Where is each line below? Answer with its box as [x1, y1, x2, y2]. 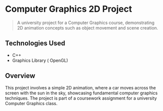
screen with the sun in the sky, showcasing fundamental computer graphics [5, 90, 158, 96]
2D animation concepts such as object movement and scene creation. [17, 25, 158, 30]
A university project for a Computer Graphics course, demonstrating [17, 20, 155, 26]
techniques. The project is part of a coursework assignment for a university [5, 95, 157, 101]
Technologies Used [5, 39, 65, 48]
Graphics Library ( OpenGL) [12, 57, 69, 63]
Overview [5, 72, 36, 80]
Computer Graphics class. [5, 100, 58, 106]
